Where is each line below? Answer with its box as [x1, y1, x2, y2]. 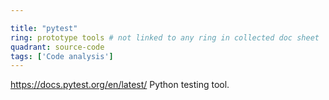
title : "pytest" [10, 23, 78, 33]
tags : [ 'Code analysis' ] [10, 51, 114, 61]
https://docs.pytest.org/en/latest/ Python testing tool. [10, 79, 230, 91]
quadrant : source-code [10, 42, 105, 52]
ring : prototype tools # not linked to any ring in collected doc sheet [10, 32, 320, 43]
